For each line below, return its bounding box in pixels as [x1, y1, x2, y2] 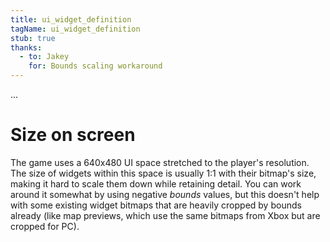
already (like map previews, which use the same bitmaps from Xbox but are [10, 209, 321, 221]
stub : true [10, 33, 56, 43]
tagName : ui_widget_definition [10, 24, 141, 34]
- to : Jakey [19, 52, 70, 62]
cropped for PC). [10, 220, 80, 232]
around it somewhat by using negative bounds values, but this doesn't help [10, 188, 320, 200]
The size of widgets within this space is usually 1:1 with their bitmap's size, [10, 167, 317, 179]
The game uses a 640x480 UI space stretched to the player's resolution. [10, 156, 310, 168]
